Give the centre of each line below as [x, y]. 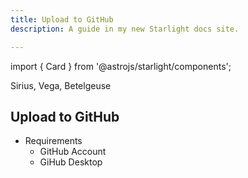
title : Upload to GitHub [62, 19]
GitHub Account [73, 152]
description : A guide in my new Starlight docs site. [125, 29]
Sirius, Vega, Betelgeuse [61, 85]
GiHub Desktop [71, 162]
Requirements [53, 141]
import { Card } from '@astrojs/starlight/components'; [121, 66]
